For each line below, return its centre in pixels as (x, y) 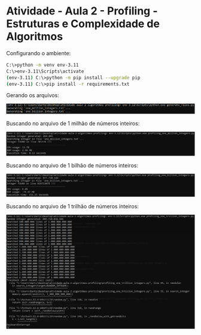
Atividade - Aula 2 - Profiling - (82, 11)
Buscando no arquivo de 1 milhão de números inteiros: (73, 124)
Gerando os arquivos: (33, 95)
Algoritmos (35, 37)
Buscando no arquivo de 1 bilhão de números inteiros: (72, 165)
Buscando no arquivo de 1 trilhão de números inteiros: (73, 206)
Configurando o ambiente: (39, 53)
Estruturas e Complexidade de (83, 24)
